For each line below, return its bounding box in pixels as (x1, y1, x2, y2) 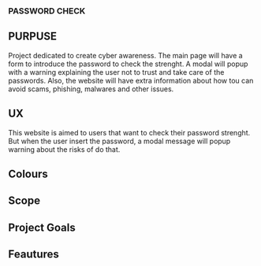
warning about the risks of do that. (8, 144, 121, 154)
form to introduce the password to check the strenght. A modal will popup (8, 59, 248, 68)
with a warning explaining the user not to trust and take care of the (8, 67, 225, 76)
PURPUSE (8, 30, 58, 43)
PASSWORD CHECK (8, 6, 86, 17)
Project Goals (8, 220, 76, 234)
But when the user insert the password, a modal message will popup (8, 136, 231, 146)
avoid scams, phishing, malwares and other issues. (8, 84, 174, 94)
